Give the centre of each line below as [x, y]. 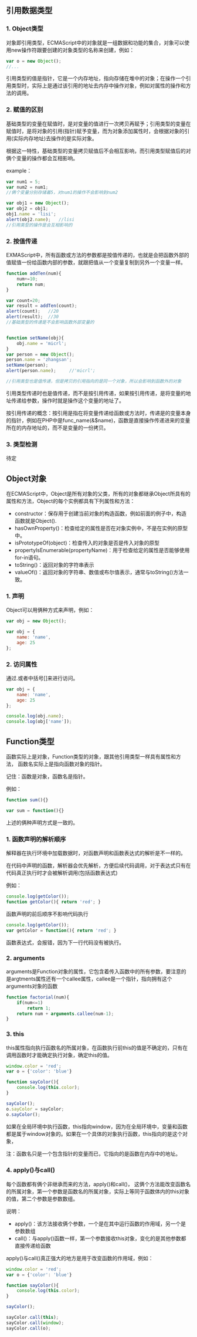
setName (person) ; [27, 365]
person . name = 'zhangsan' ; [39, 360]
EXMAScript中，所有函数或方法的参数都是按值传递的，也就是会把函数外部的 [98, 255]
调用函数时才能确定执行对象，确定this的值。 [59, 1055]
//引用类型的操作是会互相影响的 [39, 225]
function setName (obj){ [35, 338]
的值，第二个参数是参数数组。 [42, 1199]
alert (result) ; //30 [33, 317]
